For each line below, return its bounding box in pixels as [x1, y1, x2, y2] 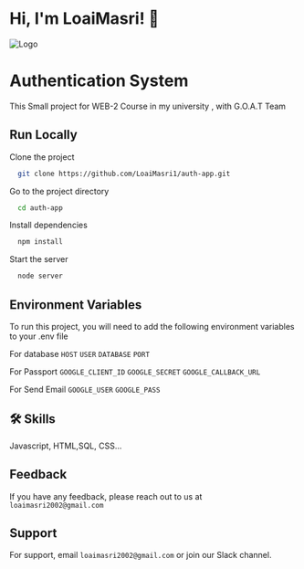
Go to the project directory [9, 185, 110, 196]
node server [17, 271, 64, 281]
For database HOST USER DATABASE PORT [9, 349, 151, 359]
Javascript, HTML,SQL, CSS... [9, 440, 122, 451]
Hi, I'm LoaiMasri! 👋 [9, 8, 160, 29]
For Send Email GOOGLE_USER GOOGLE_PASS [9, 384, 161, 395]
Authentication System [9, 70, 189, 91]
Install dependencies [9, 219, 89, 231]
